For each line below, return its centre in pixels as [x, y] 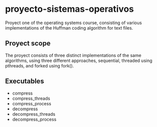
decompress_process [34, 119]
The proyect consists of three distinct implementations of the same [73, 55]
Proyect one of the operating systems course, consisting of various [74, 23]
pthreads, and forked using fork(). [39, 65]
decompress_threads [34, 114]
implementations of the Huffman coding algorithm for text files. [69, 28]
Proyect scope [28, 44]
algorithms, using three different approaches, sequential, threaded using [79, 61]
